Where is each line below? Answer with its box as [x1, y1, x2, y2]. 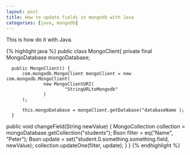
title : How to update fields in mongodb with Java [6, 14, 134, 20]
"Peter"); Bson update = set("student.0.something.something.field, [6, 135, 169, 143]
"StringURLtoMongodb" [64, 86, 118, 92]
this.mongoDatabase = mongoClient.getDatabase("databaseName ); [21, 107, 185, 113]
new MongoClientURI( [43, 81, 94, 87]
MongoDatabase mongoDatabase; [6, 54, 90, 61]
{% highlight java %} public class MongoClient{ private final [6, 48, 153, 55]
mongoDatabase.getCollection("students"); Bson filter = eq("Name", [6, 129, 173, 137]
